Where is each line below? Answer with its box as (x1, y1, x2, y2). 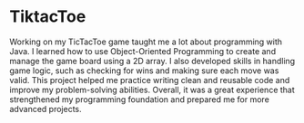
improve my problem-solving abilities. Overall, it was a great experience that (9, 84, 296, 95)
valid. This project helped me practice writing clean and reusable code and (9, 74, 290, 85)
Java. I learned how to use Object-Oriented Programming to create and (9, 45, 276, 56)
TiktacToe (9, 6, 86, 27)
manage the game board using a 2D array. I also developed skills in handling (9, 55, 296, 66)
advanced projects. (9, 103, 82, 114)
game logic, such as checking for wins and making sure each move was (9, 65, 279, 76)
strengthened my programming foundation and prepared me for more (9, 93, 270, 105)
